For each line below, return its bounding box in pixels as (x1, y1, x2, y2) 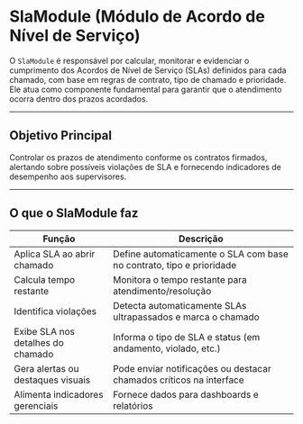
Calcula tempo (14, 273, 76, 285)
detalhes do (14, 336, 65, 348)
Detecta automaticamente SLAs (112, 299, 247, 311)
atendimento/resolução (112, 284, 212, 297)
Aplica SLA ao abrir (14, 248, 96, 260)
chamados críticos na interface (112, 374, 245, 386)
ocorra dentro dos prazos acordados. (9, 93, 149, 104)
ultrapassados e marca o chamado (112, 311, 260, 323)
